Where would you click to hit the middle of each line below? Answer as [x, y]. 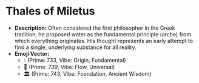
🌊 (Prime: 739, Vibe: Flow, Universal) [69, 67]
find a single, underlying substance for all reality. [75, 47]
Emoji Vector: [32, 53]
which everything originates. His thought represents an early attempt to [104, 41]
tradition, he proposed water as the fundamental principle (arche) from [103, 34]
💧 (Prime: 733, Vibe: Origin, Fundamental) [75, 60]
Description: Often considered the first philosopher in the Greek [95, 28]
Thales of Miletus [50, 11]
